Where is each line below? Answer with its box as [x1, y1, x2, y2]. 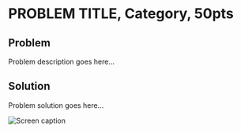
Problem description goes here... [8, 57, 115, 66]
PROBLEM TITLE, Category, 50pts [8, 5, 235, 23]
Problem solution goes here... [8, 100, 104, 110]
